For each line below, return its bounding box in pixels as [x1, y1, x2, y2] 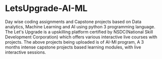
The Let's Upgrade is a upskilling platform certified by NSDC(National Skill [5, 29, 153, 35]
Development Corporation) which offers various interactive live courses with [5, 34, 158, 40]
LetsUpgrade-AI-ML [5, 3, 88, 14]
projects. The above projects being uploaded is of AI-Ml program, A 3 [5, 39, 144, 45]
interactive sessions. [5, 49, 46, 55]
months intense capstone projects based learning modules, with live [5, 44, 142, 50]
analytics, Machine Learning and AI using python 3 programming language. [5, 24, 156, 29]
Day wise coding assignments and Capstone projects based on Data [5, 19, 142, 24]
